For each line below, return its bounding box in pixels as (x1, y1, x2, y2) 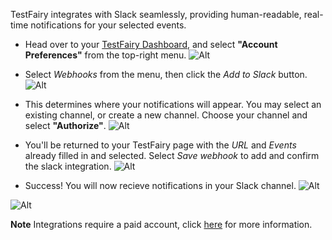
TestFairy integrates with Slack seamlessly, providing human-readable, (10, 9, 302, 20)
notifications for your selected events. (30, 19, 187, 31)
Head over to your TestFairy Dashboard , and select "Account (24, 39, 278, 50)
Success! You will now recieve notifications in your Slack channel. (24, 180, 297, 191)
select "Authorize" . (24, 120, 107, 131)
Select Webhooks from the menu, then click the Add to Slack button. (24, 69, 308, 80)
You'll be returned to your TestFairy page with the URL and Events (24, 139, 297, 151)
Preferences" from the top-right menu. (24, 49, 187, 61)
